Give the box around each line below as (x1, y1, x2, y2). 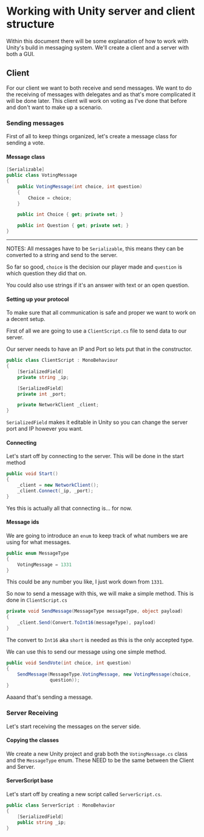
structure (6, 17, 55, 31)
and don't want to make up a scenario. (6, 104, 103, 111)
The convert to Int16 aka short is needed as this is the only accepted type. (6, 636, 194, 643)
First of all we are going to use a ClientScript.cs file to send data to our (6, 327, 187, 334)
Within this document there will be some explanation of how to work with (6, 37, 188, 44)
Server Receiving (6, 708, 59, 717)
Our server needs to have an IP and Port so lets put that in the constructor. (6, 345, 192, 353)
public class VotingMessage (6, 172, 78, 178)
